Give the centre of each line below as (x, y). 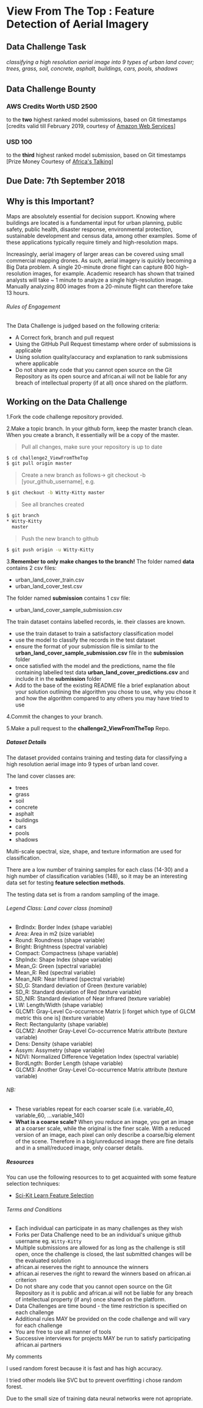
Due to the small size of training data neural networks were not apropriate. (100, 1399)
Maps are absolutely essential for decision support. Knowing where (91, 216)
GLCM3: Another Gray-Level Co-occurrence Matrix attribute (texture (101, 1069)
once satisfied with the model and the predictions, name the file (95, 666)
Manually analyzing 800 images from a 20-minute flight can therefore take (100, 286)
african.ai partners (38, 1345)
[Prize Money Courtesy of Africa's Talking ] (60, 162)
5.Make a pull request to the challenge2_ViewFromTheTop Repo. (88, 728)
